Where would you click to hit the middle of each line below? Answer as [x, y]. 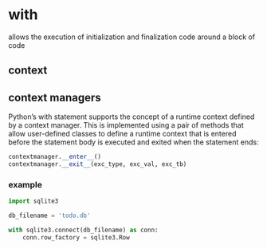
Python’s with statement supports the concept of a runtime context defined [132, 117]
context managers [55, 97]
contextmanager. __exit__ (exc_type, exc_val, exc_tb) [98, 164]
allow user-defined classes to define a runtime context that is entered [122, 134]
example [25, 184]
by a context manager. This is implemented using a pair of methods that [126, 125]
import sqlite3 [33, 201]
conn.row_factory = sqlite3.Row [76, 237]
